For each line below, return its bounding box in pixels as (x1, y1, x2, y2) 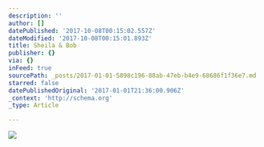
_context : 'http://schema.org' (8, 94, 113, 102)
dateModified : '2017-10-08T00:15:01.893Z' (8, 34, 152, 43)
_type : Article (8, 101, 59, 109)
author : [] (8, 19, 45, 27)
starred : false (8, 79, 59, 87)
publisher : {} (8, 49, 56, 57)
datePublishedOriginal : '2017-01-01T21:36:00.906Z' (8, 86, 185, 95)
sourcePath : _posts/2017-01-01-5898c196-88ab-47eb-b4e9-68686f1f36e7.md (8, 71, 257, 80)
